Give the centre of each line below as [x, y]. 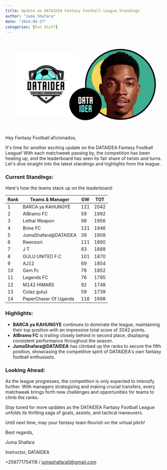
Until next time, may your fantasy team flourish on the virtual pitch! [75, 423]
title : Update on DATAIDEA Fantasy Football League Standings [73, 11]
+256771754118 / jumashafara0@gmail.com [51, 462]
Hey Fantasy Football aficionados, [41, 137]
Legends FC [35, 278]
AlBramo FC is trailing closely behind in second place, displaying [81, 335]
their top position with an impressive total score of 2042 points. [79, 330]
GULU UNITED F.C [42, 256]
